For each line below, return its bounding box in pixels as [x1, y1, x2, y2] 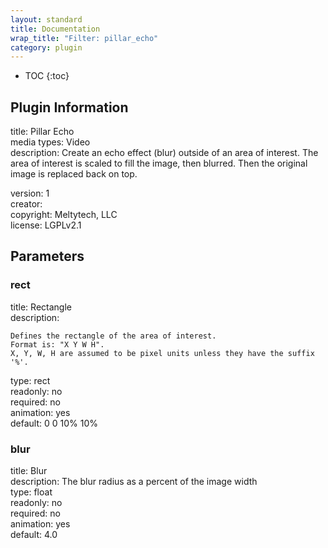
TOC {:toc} [24, 70, 70, 82]
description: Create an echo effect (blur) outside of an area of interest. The [10, 147, 319, 159]
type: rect [10, 374, 51, 386]
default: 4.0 [10, 529, 58, 541]
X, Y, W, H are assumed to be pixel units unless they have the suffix [10, 348, 315, 358]
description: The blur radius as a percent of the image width [10, 476, 258, 488]
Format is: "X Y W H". [10, 339, 105, 350]
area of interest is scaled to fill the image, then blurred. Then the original [10, 157, 308, 170]
